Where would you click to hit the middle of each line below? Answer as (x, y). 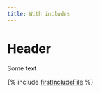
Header (29, 48)
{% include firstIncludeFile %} (50, 82)
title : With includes (39, 14)
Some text (22, 68)
